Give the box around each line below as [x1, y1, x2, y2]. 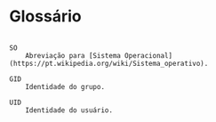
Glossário [9, 6, 82, 27]
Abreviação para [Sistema [25, 51, 122, 60]
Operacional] [124, 51, 173, 60]
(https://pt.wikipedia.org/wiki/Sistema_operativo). [9, 59, 209, 68]
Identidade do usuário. [25, 105, 114, 115]
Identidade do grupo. [25, 82, 105, 91]
